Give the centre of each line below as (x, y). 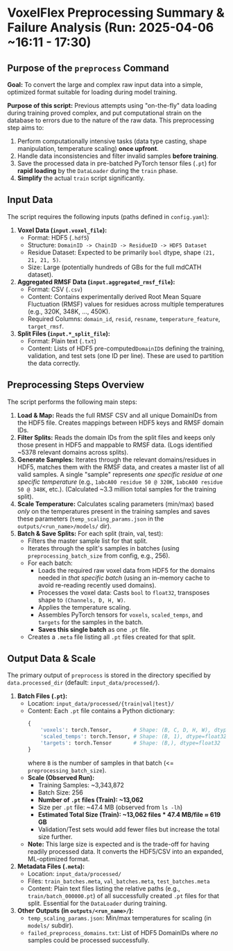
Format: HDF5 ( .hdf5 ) (58, 237)
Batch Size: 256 (60, 792)
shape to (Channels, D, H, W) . (82, 600)
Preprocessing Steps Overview (76, 385)
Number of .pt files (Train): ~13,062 (90, 799)
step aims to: (26, 128)
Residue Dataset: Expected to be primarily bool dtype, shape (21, (121, 252)
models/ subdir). (51, 925)
